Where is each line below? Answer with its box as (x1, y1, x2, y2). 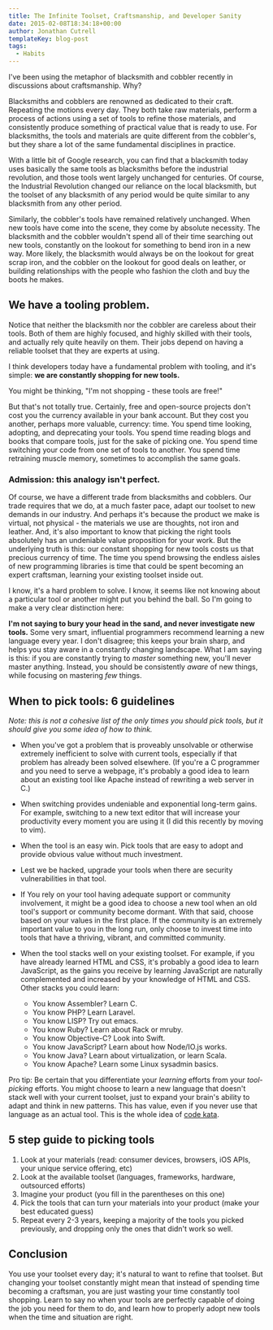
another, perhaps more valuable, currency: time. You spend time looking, (8, 419, 252, 428)
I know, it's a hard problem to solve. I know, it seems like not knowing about (8, 586, 261, 596)
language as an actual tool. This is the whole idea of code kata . (8, 1109, 219, 1119)
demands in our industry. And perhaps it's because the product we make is (8, 510, 260, 519)
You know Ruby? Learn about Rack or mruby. (32, 1024, 184, 1034)
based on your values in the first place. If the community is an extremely (19, 915, 262, 925)
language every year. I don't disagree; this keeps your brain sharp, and (8, 636, 245, 646)
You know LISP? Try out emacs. (32, 1015, 139, 1025)
